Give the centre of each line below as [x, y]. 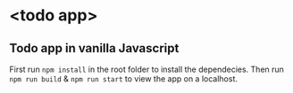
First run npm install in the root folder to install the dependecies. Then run [146, 69]
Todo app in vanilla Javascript [94, 48]
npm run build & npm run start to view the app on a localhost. [124, 79]
